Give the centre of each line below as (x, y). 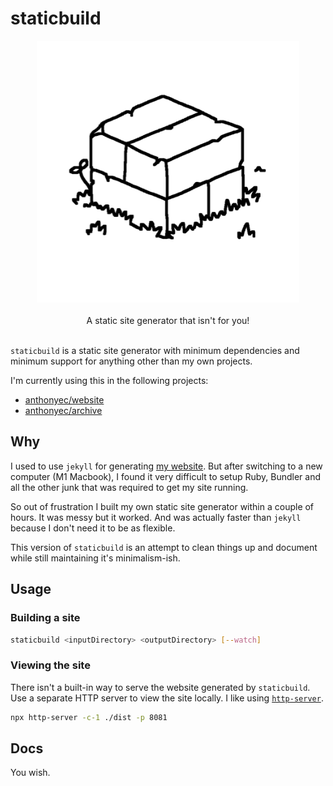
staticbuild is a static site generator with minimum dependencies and (155, 351)
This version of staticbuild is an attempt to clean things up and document (164, 547)
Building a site (45, 618)
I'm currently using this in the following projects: (109, 381)
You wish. (30, 773)
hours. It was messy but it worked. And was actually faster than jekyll (156, 517)
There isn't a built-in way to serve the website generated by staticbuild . (160, 687)
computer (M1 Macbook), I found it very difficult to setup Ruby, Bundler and (166, 476)
